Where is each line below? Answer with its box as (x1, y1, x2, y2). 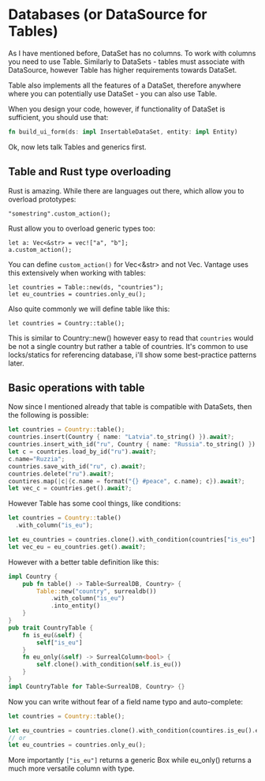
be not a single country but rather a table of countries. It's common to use (8, 341, 248, 351)
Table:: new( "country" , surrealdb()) (36, 587, 157, 595)
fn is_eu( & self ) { (22, 631, 83, 639)
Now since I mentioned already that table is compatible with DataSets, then (8, 402, 252, 411)
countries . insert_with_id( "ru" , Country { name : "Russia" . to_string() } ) (8, 441, 256, 449)
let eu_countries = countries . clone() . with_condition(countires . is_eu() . (8, 727, 256, 734)
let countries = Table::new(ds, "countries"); (8, 283, 164, 291)
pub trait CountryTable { (8, 624, 93, 632)
